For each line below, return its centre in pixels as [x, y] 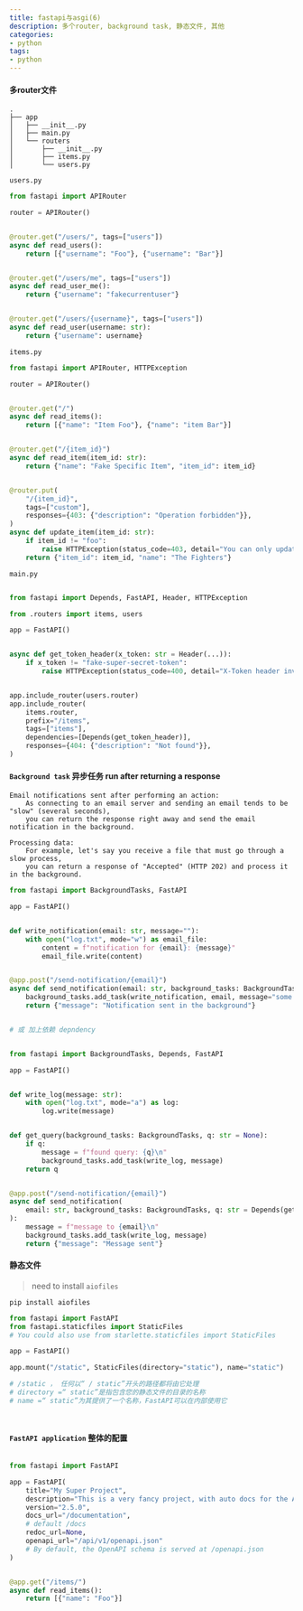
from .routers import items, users [76, 614]
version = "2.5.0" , [58, 1507]
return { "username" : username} [84, 335]
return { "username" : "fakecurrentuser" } [102, 295]
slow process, [36, 859]
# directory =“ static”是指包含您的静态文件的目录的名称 [107, 1392]
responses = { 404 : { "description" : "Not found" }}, [119, 746]
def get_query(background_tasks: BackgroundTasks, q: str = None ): [139, 1136]
